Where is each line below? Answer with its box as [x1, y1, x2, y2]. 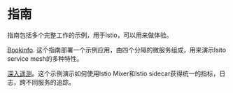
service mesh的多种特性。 [7, 54, 83, 63]
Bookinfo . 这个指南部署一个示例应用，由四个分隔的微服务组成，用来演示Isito [7, 45, 226, 54]
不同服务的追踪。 [25, 78, 75, 86]
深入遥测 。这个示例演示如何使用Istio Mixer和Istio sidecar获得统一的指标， [7, 69, 220, 78]
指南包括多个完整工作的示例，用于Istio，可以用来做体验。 [7, 31, 173, 39]
